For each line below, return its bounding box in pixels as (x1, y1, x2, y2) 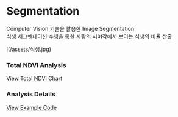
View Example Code (6, 104, 57, 111)
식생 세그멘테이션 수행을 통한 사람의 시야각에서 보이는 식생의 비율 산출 (6, 32, 173, 40)
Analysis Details (6, 90, 56, 98)
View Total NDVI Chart (6, 75, 63, 82)
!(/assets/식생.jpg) (6, 45, 52, 53)
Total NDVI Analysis (6, 61, 66, 69)
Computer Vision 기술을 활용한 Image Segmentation (6, 25, 135, 32)
